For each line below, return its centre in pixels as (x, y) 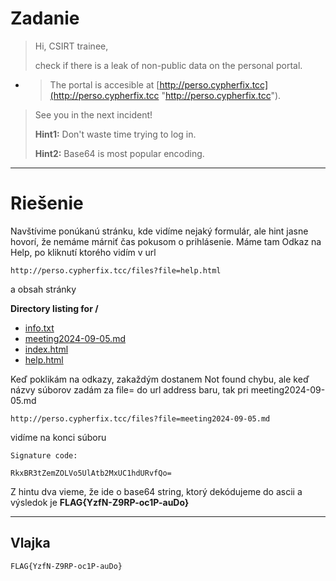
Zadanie (45, 18)
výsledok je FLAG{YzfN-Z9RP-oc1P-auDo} (100, 502)
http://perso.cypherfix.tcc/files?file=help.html (116, 270)
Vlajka (30, 543)
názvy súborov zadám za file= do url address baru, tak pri (129, 389)
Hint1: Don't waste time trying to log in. (115, 134)
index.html (46, 349)
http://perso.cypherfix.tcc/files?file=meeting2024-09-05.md (140, 418)
